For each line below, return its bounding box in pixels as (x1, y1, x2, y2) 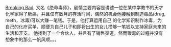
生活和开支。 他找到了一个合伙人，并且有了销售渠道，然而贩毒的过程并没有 (5, 30, 163, 36)
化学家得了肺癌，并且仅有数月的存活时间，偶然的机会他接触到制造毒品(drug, (5, 11, 166, 17)
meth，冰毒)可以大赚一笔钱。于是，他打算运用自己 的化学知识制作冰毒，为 (5, 17, 162, 23)
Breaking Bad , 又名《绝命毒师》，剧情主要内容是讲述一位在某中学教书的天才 (5, 5, 163, 10)
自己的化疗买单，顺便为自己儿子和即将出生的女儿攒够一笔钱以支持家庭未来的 (5, 24, 166, 30)
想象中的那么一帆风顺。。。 (5, 36, 59, 42)
